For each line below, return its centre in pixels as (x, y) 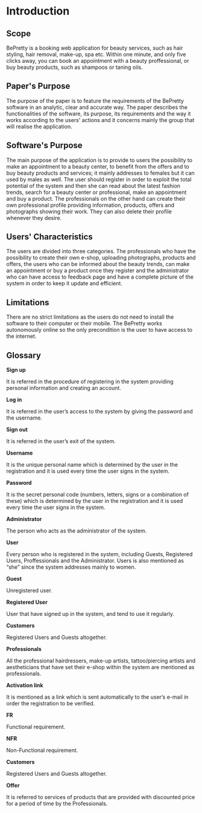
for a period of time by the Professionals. (57, 804)
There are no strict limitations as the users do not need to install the (90, 317)
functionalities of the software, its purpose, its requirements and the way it (99, 114)
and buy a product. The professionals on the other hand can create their (96, 198)
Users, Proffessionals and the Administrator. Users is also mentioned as (95, 561)
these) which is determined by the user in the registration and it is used (95, 501)
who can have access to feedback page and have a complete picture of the (100, 277)
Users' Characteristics (50, 237)
